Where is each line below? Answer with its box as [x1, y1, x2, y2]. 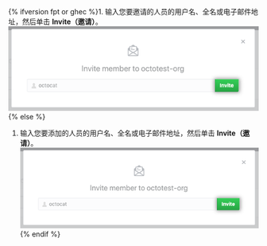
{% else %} [8, 112, 46, 122]
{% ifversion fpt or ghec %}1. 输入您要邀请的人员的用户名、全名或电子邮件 [8, 7, 252, 16]
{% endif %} [19, 229, 61, 239]
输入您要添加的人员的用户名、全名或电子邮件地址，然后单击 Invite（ [19, 128, 243, 138]
